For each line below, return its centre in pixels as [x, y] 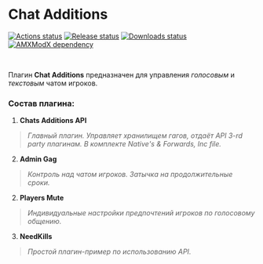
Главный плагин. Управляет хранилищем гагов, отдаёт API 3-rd [135, 136]
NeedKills [36, 237]
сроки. [38, 183]
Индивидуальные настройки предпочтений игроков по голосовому [141, 213]
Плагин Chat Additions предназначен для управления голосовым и [122, 74]
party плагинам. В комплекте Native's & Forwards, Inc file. [124, 144]
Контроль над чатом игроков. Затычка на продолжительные [130, 175]
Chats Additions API [53, 121]
